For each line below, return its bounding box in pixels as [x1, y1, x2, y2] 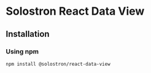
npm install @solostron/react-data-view [6, 61, 111, 67]
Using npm [6, 47, 39, 56]
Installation [6, 29, 50, 39]
